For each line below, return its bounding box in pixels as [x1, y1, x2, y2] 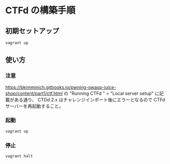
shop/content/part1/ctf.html [5, 90, 63, 96]
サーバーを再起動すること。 [5, 103, 64, 109]
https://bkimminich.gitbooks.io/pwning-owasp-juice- [5, 84, 116, 90]
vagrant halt [5, 154, 33, 159]
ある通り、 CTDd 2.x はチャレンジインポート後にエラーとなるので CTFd [14, 96, 165, 102]
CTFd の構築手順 [5, 5, 76, 16]
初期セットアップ [5, 26, 59, 35]
